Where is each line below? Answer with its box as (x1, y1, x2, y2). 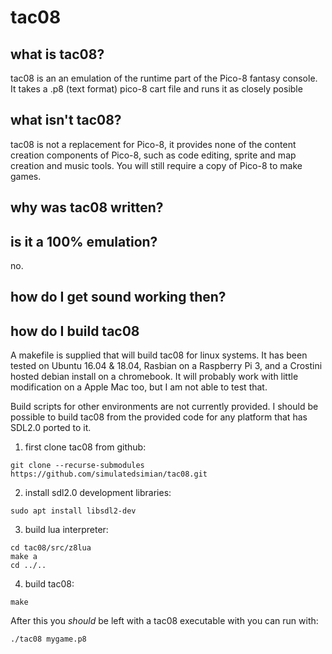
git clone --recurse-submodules (10, 461, 145, 471)
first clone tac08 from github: (24, 441, 147, 453)
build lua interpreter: (24, 524, 109, 536)
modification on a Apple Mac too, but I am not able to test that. (10, 381, 268, 393)
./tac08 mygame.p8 (10, 634, 87, 645)
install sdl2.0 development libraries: (24, 487, 172, 499)
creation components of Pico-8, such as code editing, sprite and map (10, 149, 297, 161)
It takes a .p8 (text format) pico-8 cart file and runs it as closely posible (10, 83, 303, 95)
